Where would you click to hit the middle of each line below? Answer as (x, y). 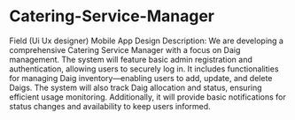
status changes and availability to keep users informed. (110, 106)
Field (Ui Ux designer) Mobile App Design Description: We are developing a (146, 41)
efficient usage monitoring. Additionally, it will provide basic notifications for (147, 97)
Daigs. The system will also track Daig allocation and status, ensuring (136, 87)
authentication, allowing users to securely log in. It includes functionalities (144, 69)
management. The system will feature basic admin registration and (131, 59)
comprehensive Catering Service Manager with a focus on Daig (125, 49)
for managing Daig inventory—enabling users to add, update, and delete (141, 78)
